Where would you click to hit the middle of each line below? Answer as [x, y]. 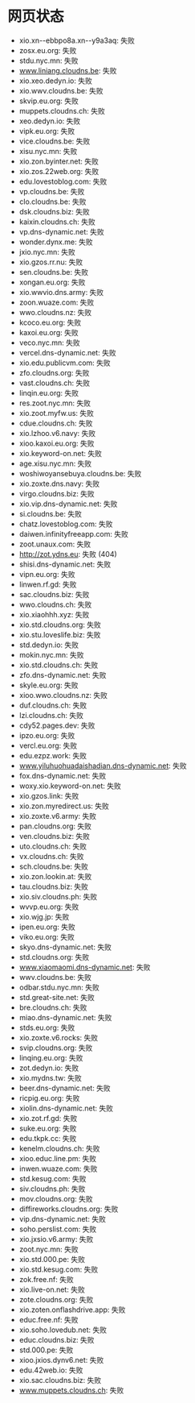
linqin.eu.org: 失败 [49, 392]
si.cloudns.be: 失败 [50, 513]
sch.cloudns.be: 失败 [54, 866]
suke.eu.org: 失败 [48, 1128]
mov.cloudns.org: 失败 [56, 1198]
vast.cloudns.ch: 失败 [55, 383]
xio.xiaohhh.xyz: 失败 [54, 614]
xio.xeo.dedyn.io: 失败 [56, 81]
